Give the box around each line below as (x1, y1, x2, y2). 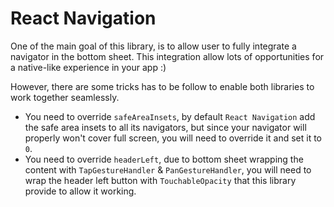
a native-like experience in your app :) (10, 61, 167, 73)
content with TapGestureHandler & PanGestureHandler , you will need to (24, 163, 312, 176)
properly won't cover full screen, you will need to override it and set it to (24, 132, 322, 144)
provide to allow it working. (24, 185, 137, 197)
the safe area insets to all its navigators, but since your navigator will (24, 121, 307, 133)
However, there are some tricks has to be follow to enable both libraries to (10, 80, 315, 92)
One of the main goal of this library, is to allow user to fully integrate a (10, 40, 297, 52)
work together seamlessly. (10, 91, 120, 103)
